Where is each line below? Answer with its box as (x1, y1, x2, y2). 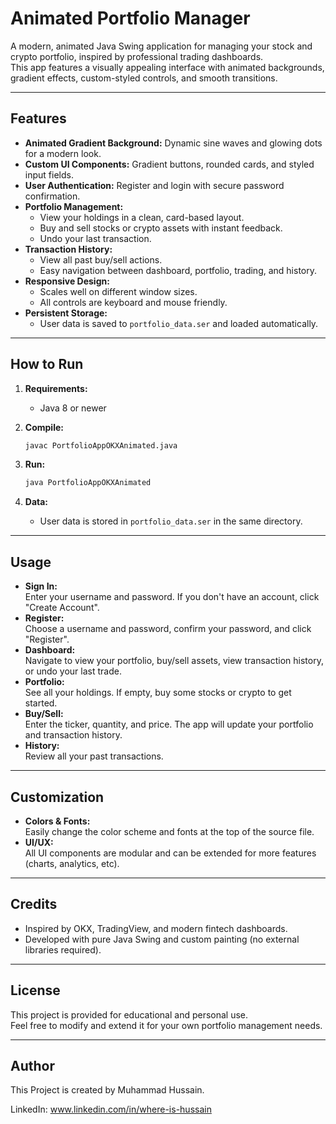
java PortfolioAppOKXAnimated (24, 478, 152, 488)
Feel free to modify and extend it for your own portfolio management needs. (10, 1019, 323, 1031)
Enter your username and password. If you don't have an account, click (24, 591, 320, 603)
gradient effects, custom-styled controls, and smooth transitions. (10, 72, 278, 84)
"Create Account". (24, 602, 100, 614)
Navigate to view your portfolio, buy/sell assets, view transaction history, (24, 655, 324, 667)
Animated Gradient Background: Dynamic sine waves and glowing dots (24, 137, 323, 149)
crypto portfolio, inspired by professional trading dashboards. (10, 50, 264, 62)
